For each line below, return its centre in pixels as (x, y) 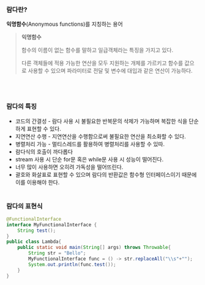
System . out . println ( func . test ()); (72, 264)
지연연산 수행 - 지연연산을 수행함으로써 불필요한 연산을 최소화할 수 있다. (100, 136)
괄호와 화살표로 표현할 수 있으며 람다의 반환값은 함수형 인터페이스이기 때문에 (106, 174)
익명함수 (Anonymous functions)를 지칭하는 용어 (65, 24)
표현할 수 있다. (44, 128)
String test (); (37, 231)
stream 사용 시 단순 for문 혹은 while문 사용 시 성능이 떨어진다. (89, 159)
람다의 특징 (22, 106)
